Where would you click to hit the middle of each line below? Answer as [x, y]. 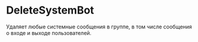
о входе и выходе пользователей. [49, 33]
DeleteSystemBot [50, 10]
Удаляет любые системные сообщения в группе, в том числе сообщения [99, 27]
